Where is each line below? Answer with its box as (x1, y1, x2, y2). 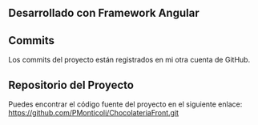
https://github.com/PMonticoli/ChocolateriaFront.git (8, 108, 179, 118)
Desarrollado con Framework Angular (8, 6, 200, 20)
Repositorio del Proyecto (8, 78, 135, 91)
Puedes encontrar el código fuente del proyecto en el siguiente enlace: (8, 99, 243, 109)
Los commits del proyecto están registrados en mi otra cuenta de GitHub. (8, 55, 251, 65)
